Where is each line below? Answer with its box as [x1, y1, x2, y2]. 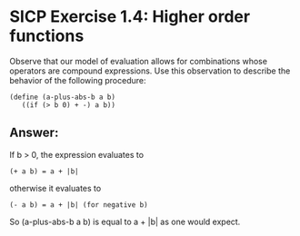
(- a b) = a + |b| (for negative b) [9, 200, 148, 210]
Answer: [9, 125, 59, 141]
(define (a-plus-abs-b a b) [9, 93, 116, 102]
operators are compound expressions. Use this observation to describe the [9, 65, 291, 76]
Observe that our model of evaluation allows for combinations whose [9, 55, 268, 66]
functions [9, 25, 85, 46]
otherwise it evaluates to [9, 182, 102, 193]
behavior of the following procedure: [9, 74, 146, 85]
